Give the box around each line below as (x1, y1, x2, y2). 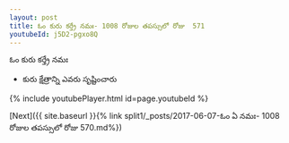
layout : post (9, 13, 58, 22)
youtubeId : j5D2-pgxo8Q (9, 29, 99, 38)
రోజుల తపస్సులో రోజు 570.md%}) (9, 122, 123, 133)
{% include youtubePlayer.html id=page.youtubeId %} (9, 93, 209, 104)
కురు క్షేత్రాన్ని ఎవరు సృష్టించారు (22, 73, 118, 85)
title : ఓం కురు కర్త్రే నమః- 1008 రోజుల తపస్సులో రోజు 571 (9, 21, 205, 30)
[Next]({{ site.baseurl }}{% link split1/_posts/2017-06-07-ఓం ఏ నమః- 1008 (9, 111, 280, 122)
